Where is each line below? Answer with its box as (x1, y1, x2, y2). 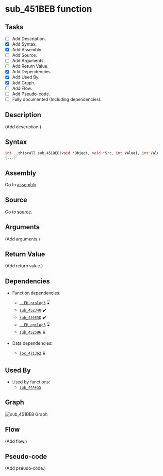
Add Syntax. (12, 41, 37, 47)
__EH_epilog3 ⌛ (19, 322, 50, 328)
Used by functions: (12, 379, 50, 385)
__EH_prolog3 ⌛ (19, 300, 50, 306)
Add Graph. (12, 79, 35, 86)
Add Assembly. (12, 47, 43, 53)
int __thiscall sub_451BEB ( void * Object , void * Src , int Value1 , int (5, 151, 149, 156)
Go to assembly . (5, 181, 37, 187)
